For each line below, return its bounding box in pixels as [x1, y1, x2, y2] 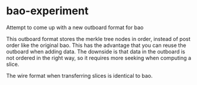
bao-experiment [6, 4, 89, 18]
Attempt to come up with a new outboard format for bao [6, 24, 144, 31]
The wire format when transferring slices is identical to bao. [6, 72, 153, 79]
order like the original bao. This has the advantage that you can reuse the [6, 42, 186, 49]
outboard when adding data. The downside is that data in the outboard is [6, 48, 186, 55]
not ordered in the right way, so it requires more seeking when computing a [6, 54, 192, 61]
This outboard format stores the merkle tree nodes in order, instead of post [6, 35, 191, 42]
